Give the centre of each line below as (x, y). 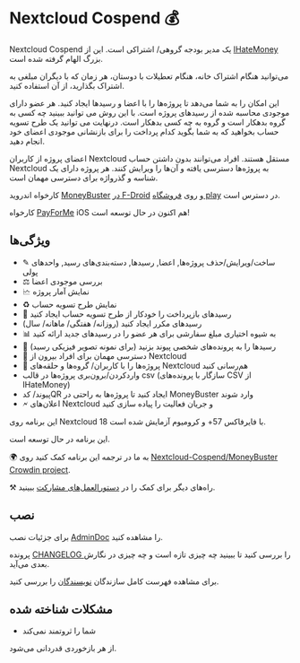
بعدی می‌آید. (30, 563)
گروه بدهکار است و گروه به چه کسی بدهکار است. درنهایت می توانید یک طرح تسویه (147, 122)
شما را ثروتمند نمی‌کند (59, 631)
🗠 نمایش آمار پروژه (56, 291)
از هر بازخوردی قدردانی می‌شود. (63, 649)
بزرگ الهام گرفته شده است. (56, 58)
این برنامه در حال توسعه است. (60, 439)
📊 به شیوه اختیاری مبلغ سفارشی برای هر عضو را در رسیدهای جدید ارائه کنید (149, 333)
